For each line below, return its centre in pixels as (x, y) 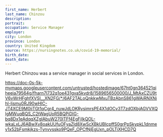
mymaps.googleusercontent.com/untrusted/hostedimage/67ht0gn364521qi (81, 88)
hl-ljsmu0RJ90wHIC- (26, 103)
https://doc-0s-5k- (24, 83)
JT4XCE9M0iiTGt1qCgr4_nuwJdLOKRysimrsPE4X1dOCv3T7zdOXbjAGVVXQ (81, 109)
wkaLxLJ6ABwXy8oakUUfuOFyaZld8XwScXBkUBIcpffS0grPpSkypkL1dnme (81, 124)
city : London (18, 37)
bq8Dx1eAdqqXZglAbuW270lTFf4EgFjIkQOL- (50, 119)
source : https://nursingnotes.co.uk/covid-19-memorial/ (63, 50)
